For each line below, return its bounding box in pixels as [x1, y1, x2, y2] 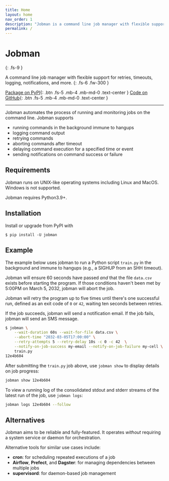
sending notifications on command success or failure [12, 151, 123, 157]
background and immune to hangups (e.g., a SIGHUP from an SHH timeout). [5, 264, 163, 271]
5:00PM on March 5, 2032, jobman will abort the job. [5, 285, 115, 291]
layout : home [5, 12, 33, 17]
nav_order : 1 [5, 17, 33, 22]
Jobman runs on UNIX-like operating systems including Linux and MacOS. [5, 179, 159, 185]
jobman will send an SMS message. [5, 315, 79, 322]
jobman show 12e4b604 [5, 378, 51, 383]
